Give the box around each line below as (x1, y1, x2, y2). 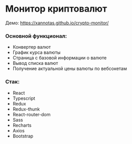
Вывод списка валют (12, 60, 58, 66)
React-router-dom (12, 111, 51, 117)
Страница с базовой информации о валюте (12, 55, 107, 61)
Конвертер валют (12, 44, 51, 50)
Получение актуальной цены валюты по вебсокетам (12, 65, 127, 71)
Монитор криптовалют (5, 3, 108, 15)
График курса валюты (12, 49, 61, 56)
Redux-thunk (12, 106, 40, 112)
